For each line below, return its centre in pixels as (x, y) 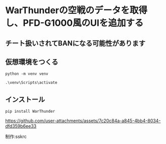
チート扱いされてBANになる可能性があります (75, 43)
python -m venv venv (27, 74)
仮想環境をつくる (32, 62)
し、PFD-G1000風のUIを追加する (74, 23)
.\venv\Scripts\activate (31, 83)
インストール (25, 99)
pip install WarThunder (30, 112)
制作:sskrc (16, 136)
